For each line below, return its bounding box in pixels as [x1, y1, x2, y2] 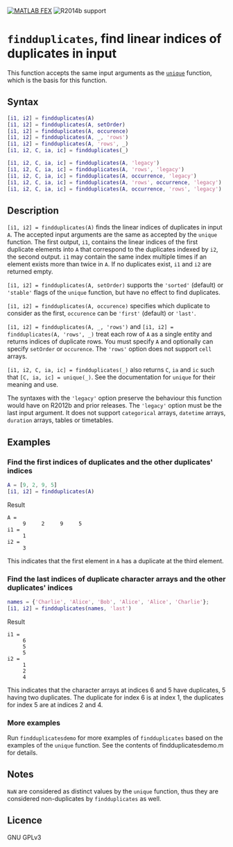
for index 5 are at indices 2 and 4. [7, 700, 103, 709]
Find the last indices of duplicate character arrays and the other [7, 574, 226, 583]
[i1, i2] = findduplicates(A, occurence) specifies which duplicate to [7, 302, 210, 310]
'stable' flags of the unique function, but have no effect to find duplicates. [7, 289, 221, 297]
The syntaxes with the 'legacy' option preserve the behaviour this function [7, 394, 222, 403]
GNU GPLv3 [7, 833, 42, 841]
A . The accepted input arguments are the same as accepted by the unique [7, 230, 218, 239]
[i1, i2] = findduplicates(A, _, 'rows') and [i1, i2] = [7, 323, 174, 331]
